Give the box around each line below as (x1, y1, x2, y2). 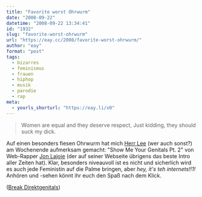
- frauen (11, 71, 34, 77)
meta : (6, 99, 20, 105)
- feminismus (11, 65, 45, 72)
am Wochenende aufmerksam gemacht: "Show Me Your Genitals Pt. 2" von (6, 146, 195, 153)
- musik (11, 82, 31, 88)
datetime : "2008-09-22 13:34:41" (6, 20, 91, 26)
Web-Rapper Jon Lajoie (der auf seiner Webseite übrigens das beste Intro (6, 152, 191, 159)
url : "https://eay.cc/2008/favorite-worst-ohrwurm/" (6, 37, 142, 43)
